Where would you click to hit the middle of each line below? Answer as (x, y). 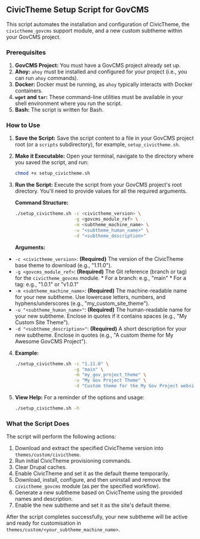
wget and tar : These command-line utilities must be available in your (99, 97)
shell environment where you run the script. (68, 103)
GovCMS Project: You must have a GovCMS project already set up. (98, 66)
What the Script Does (38, 423)
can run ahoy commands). (47, 78)
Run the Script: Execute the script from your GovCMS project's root (98, 185)
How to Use (23, 125)
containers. (29, 91)
